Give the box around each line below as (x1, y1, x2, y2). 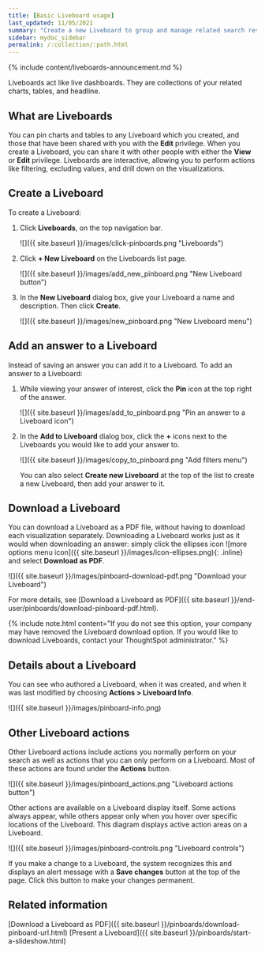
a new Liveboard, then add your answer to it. (19, 479, 166, 488)
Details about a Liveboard (8, 658, 136, 672)
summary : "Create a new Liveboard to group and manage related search (8, 26, 245, 34)
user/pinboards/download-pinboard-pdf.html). (8, 604, 159, 613)
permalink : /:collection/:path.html (8, 41, 129, 49)
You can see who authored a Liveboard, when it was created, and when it (8, 680, 247, 689)
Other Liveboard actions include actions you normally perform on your (8, 748, 237, 756)
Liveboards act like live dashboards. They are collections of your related (8, 78, 243, 88)
